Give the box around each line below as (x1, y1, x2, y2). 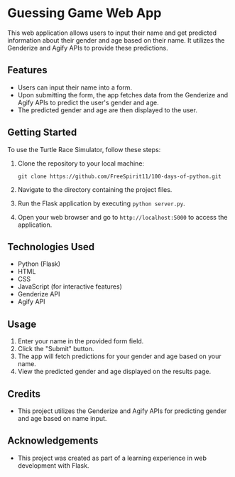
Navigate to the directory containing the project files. (17, 185, 173, 193)
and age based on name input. (17, 414, 107, 422)
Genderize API (17, 290, 60, 299)
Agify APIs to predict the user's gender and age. (17, 98, 159, 107)
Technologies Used (7, 240, 94, 253)
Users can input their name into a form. (17, 83, 133, 92)
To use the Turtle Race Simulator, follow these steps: (7, 145, 161, 154)
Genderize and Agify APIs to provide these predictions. (7, 43, 168, 52)
